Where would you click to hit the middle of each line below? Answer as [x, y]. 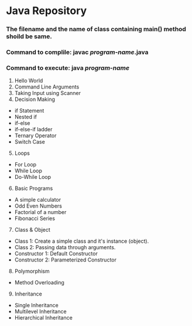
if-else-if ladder [33, 130]
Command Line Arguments [47, 87]
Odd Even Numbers [38, 206]
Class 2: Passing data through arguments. [65, 247]
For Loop [25, 165]
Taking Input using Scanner [47, 93]
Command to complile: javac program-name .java [77, 52]
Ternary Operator [35, 135]
